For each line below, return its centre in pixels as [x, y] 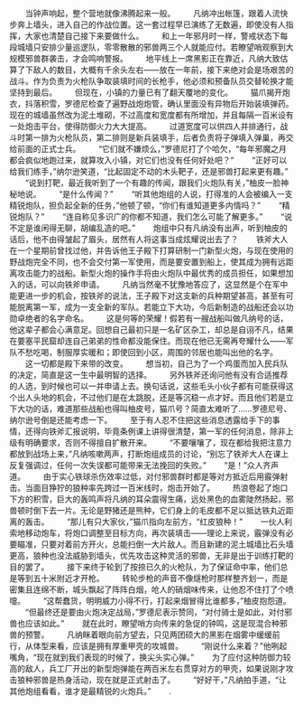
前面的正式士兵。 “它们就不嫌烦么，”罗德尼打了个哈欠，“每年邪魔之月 [151, 149]
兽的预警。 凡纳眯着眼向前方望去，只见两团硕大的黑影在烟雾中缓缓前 [145, 634]
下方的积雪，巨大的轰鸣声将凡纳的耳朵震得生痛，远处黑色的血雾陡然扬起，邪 [151, 499]
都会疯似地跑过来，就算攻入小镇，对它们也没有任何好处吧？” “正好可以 [148, 160]
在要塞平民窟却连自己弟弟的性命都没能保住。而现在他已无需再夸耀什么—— [147, 341]
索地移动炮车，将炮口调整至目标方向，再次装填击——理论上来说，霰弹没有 [147, 533]
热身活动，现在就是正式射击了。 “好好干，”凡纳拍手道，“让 [171, 680]
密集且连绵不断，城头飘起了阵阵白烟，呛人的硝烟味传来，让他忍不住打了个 [147, 589]
